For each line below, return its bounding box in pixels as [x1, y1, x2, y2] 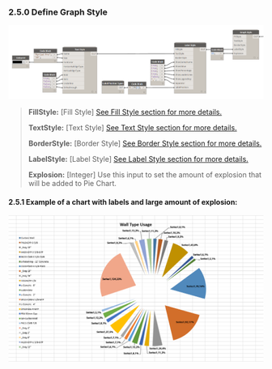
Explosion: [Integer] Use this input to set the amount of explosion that [28, 170, 261, 180]
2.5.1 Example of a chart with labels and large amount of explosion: [8, 197, 238, 206]
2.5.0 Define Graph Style [8, 6, 108, 18]
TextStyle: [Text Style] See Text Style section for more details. [28, 123, 237, 133]
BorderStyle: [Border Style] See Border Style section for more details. [28, 138, 262, 148]
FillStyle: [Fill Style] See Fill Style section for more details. [28, 108, 223, 117]
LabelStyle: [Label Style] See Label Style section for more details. [28, 155, 249, 164]
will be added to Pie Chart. [28, 179, 117, 189]
